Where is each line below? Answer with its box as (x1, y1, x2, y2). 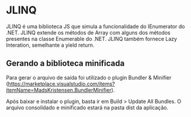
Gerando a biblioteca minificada (6, 58, 125, 68)
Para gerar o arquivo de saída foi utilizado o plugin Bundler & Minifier (6, 74, 172, 81)
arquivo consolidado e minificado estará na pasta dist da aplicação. (6, 104, 169, 111)
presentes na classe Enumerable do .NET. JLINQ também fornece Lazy (6, 35, 177, 42)
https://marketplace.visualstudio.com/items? (8, 80, 115, 87)
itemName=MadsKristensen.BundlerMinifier (6, 86, 112, 94)
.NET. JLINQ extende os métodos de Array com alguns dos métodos (6, 29, 171, 36)
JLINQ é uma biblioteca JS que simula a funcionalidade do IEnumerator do (6, 23, 185, 30)
